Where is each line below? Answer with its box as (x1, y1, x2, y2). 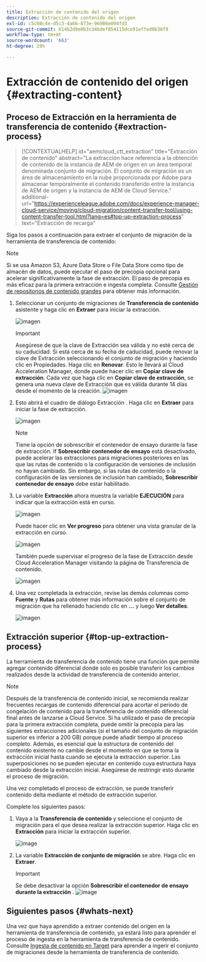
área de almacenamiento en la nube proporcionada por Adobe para (21, 173, 192, 181)
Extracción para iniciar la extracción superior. (15, 828, 131, 835)
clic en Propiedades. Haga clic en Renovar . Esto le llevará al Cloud (15, 361, 184, 368)
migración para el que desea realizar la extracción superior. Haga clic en (15, 821, 199, 828)
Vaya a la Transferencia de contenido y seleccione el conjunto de (15, 814, 183, 822)
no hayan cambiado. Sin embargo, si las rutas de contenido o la (15, 467, 176, 474)
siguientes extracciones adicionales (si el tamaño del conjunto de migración (6, 727, 198, 734)
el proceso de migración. (6, 773, 69, 780)
